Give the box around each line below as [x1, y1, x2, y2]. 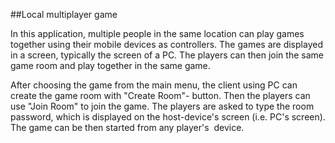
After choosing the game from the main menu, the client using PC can [10, 79, 298, 91]
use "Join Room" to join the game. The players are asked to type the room [10, 100, 315, 112]
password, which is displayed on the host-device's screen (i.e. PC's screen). [10, 111, 326, 123]
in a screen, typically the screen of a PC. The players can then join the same [10, 49, 324, 61]
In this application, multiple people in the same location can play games [10, 28, 305, 39]
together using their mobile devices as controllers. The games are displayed [10, 39, 323, 50]
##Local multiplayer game [10, 9, 118, 20]
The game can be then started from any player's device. [10, 122, 245, 133]
